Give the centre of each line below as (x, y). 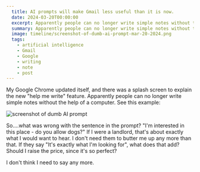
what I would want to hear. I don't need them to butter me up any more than (99, 139)
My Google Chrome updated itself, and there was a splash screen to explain (99, 90)
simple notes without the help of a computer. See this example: (83, 103)
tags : (18, 39)
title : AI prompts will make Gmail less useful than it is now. (93, 12)
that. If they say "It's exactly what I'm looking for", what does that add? (93, 145)
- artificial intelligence (50, 45)
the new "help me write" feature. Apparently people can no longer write (94, 96)
